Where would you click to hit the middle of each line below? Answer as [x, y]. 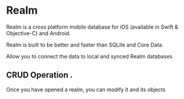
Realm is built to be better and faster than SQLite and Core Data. [85, 45]
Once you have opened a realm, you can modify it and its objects [86, 89]
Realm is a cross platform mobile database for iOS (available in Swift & [92, 27]
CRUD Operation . [40, 75]
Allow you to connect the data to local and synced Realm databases [89, 56]
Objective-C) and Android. [38, 33]
